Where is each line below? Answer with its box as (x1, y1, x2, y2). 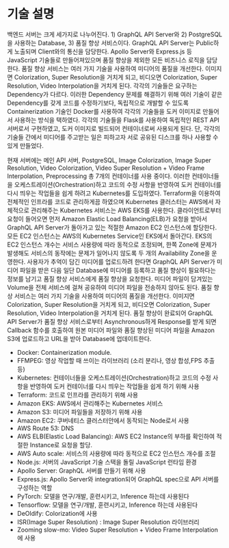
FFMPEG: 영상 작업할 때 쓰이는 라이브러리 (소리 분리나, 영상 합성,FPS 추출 (16, 356, 215, 364)
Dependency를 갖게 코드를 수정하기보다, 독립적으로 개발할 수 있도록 (7, 99, 189, 107)
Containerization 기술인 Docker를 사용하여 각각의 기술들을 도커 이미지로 (7, 107, 202, 115)
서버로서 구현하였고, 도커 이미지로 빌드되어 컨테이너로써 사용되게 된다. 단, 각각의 (7, 124, 221, 132)
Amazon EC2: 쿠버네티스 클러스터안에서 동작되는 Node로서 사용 (16, 416, 189, 425)
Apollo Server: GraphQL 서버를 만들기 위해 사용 (16, 466, 146, 475)
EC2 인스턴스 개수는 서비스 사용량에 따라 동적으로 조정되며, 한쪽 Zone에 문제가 (7, 240, 217, 249)
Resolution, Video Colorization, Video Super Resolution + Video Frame (7, 164, 205, 172)
